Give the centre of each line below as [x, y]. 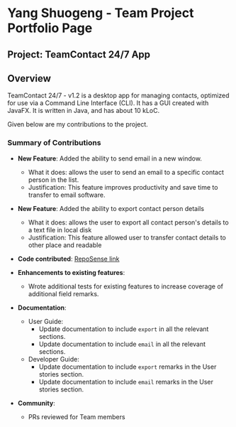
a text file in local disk [60, 229]
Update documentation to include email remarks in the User [126, 382]
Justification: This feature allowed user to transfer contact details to [127, 237]
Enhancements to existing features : [71, 272]
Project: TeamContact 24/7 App [79, 54]
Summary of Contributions [54, 143]
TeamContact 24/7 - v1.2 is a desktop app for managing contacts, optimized [118, 96]
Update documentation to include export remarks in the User [128, 367]
